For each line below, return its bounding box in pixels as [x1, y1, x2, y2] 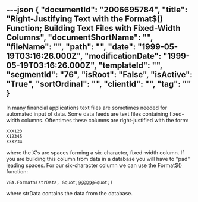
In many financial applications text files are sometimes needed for [6, 104, 168, 111]
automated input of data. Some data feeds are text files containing [6, 110, 168, 118]
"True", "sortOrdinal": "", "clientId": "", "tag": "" [6, 79, 191, 89]
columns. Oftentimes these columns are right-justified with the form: [21, 116, 189, 124]
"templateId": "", [98, 61, 162, 71]
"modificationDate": [84, 51, 162, 61]
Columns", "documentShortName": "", [6, 33, 153, 43]
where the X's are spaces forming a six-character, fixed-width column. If [6, 149, 184, 156]
